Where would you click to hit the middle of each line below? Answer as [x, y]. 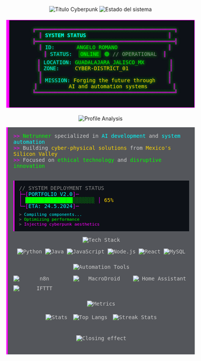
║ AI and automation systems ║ [105, 86]
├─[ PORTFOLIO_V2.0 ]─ [49, 194]
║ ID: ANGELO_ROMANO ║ [105, 47]
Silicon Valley [36, 154]
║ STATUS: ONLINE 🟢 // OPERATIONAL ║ [105, 54]
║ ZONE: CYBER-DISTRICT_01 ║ [105, 68]
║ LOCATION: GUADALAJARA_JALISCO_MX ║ [105, 62]
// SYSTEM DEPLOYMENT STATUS [62, 188]
